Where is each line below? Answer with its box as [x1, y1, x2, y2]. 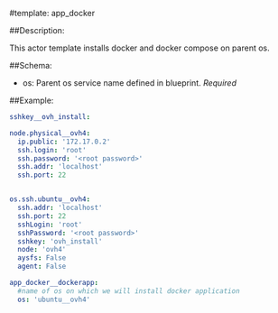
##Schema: [9, 60, 52, 70]
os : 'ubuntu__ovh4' [17, 295, 91, 304]
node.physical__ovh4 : [9, 128, 91, 138]
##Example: [9, 95, 54, 106]
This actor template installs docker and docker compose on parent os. [9, 42, 270, 53]
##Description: [9, 25, 65, 35]
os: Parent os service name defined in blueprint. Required [22, 78, 237, 88]
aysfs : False [17, 253, 67, 262]
